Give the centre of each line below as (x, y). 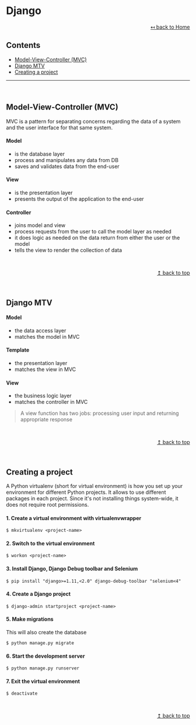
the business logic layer (43, 396)
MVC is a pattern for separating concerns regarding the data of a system (93, 121)
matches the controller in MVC (51, 402)
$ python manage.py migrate (40, 643)
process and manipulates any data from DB (66, 160)
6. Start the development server (45, 656)
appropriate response (46, 420)
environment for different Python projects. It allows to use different (86, 492)
